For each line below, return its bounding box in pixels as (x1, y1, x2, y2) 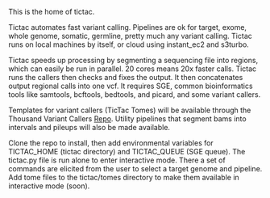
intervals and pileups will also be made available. (8, 123, 171, 132)
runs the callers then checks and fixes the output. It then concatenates (8, 73, 243, 82)
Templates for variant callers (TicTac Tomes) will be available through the (8, 105, 251, 115)
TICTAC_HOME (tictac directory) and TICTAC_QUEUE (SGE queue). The (8, 147, 246, 156)
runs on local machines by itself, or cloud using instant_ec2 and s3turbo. (8, 40, 250, 49)
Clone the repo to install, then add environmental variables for (8, 138, 214, 148)
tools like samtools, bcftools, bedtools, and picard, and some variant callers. (8, 90, 261, 99)
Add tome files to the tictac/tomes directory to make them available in (8, 173, 239, 182)
